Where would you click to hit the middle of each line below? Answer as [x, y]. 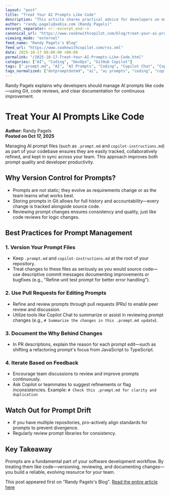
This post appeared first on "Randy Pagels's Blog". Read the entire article [81, 482]
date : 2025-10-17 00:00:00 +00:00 [42, 52]
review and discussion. [36, 309]
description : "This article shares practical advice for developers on [82, 19]
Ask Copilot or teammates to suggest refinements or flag [72, 385]
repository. [24, 264]
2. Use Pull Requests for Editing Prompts [56, 293]
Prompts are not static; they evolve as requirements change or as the [84, 190]
